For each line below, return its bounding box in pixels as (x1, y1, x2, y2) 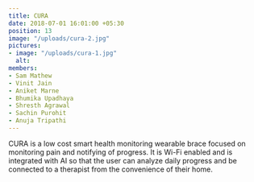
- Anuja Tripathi (8, 117, 67, 125)
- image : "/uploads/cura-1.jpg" (8, 49, 117, 57)
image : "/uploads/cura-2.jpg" (8, 34, 110, 43)
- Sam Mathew (8, 72, 52, 80)
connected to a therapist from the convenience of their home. (8, 164, 214, 174)
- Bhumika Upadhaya (8, 94, 74, 102)
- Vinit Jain (8, 79, 52, 87)
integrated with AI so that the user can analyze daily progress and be (8, 155, 238, 165)
